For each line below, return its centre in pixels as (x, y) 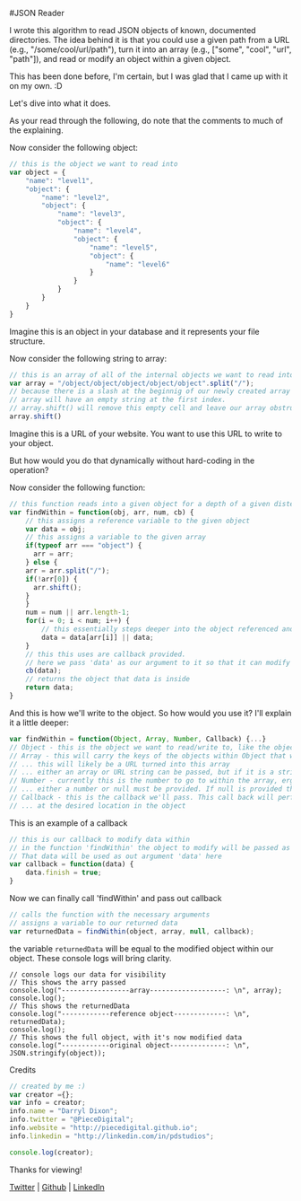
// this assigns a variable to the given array (116, 538)
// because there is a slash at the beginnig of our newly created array (150, 391)
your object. (31, 443)
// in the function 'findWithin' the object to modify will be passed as (150, 847)
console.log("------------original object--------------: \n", (130, 1045)
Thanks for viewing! (46, 1170)
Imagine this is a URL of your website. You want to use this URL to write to (146, 434)
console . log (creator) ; (52, 1153)
